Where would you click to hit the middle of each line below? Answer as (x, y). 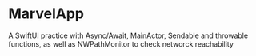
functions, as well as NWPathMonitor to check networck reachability (121, 43)
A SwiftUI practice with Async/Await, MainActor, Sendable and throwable (128, 35)
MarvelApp (46, 14)
